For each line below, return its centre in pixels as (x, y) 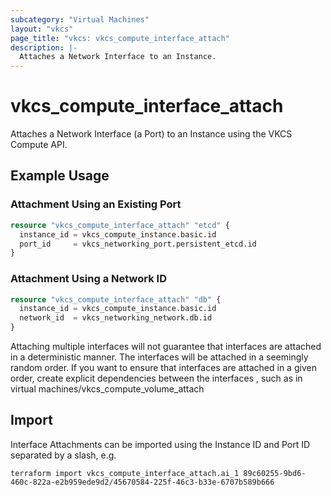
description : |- (44, 47)
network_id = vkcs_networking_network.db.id (116, 318)
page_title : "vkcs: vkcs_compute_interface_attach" (120, 38)
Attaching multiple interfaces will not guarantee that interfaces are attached (166, 347)
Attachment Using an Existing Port (96, 204)
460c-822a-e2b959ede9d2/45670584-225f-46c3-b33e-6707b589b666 (142, 482)
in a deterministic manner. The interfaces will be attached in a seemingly (159, 357)
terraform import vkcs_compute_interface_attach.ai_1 (125, 473)
